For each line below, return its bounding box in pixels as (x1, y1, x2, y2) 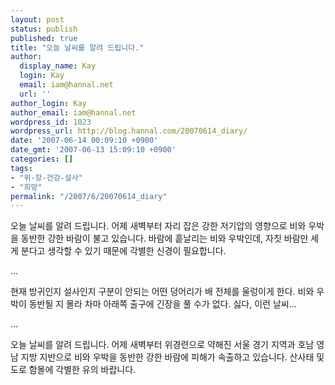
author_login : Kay (10, 98, 87, 108)
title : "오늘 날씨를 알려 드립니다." (10, 42, 145, 53)
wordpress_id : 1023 (10, 117, 92, 127)
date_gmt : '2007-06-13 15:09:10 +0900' (10, 145, 177, 155)
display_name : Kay (19, 61, 97, 71)
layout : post (10, 14, 65, 25)
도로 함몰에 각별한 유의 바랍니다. (10, 364, 137, 376)
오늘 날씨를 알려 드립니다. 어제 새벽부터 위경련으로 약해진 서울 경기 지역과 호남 (10, 339, 315, 351)
